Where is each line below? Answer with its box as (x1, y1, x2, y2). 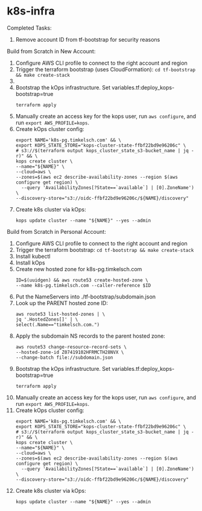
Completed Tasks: (7, 24, 52, 31)
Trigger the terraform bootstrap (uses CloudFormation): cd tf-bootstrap (15, 65, 195, 73)
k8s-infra (7, 4, 55, 18)
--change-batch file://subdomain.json (15, 355, 113, 361)
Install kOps (15, 259, 45, 266)
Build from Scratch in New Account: (7, 47, 96, 55)
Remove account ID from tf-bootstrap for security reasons (15, 36, 160, 43)
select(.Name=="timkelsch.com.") (15, 321, 100, 327)
